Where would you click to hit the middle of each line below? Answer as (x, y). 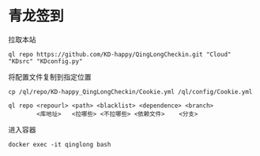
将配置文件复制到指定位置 (50, 76)
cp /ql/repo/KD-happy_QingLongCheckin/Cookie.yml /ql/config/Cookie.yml (130, 91)
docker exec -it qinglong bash (60, 144)
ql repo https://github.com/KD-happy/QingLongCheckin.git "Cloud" (120, 54)
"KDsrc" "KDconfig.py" (45, 61)
